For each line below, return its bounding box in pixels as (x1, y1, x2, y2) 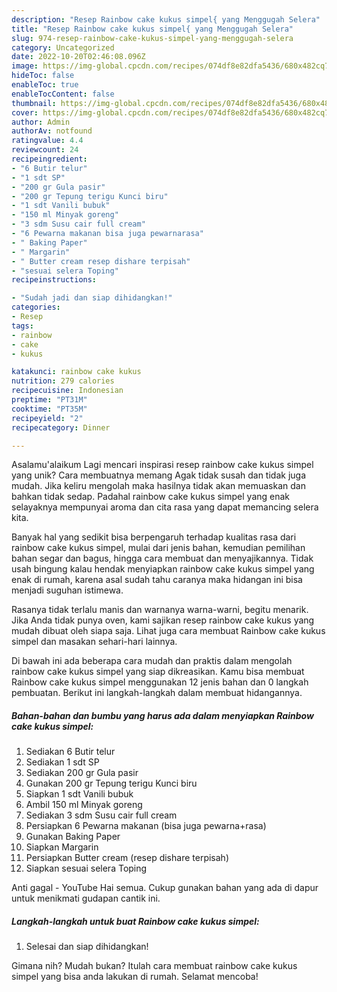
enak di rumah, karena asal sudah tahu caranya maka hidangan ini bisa (11, 574, 303, 586)
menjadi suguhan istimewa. (11, 584, 124, 596)
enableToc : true (11, 80, 79, 90)
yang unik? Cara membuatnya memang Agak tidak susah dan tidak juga (11, 469, 306, 481)
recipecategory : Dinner (11, 422, 111, 433)
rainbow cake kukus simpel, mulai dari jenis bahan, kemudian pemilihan (11, 542, 306, 554)
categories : (11, 302, 61, 313)
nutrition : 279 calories (11, 376, 115, 386)
